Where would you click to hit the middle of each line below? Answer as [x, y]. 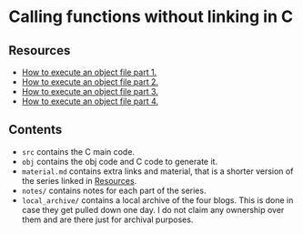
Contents [35, 130]
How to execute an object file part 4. [90, 101]
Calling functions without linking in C [151, 17]
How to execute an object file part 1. [89, 72]
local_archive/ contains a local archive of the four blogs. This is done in [157, 200]
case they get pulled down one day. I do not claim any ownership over [153, 209]
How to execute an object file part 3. [90, 92]
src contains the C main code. [78, 151]
